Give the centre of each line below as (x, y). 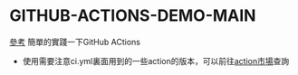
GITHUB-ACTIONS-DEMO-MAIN (133, 16)
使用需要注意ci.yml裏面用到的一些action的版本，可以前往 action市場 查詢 (156, 61)
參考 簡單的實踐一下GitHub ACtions (75, 42)
